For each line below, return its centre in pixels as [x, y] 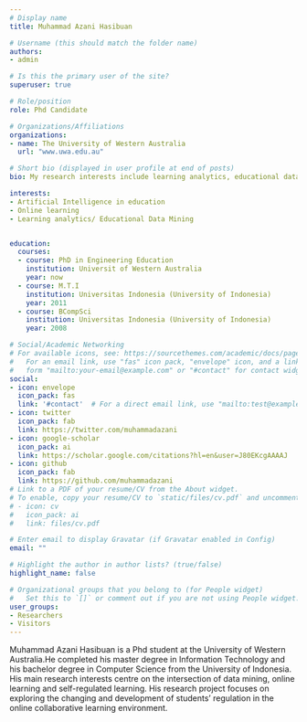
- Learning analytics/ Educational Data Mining [102, 219]
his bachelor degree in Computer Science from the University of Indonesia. [151, 669]
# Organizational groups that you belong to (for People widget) [136, 589]
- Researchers [37, 615]
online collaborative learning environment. [89, 708]
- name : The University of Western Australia [97, 143]
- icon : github [38, 464]
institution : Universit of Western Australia [114, 269]
